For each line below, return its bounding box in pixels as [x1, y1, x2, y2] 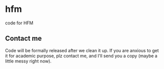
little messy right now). [5, 58, 52, 64]
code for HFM [5, 20, 34, 26]
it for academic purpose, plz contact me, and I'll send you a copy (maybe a [5, 53, 158, 59]
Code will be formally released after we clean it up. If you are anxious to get [5, 47, 159, 53]
